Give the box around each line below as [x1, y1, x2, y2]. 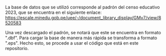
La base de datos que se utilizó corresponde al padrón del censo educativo [5, 4, 160, 10]
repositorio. [5, 46, 29, 51]
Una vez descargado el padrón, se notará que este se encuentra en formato [5, 30, 161, 35]
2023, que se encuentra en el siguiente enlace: [5, 9, 102, 15]
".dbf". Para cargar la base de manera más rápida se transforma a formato [5, 35, 158, 41]
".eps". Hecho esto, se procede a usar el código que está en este [5, 40, 139, 46]
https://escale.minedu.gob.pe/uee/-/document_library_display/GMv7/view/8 [5, 15, 162, 20]
